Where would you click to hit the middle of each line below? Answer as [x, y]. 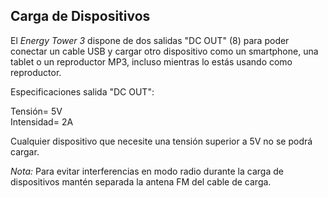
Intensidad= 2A [42, 121]
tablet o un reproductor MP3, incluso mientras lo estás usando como [151, 61]
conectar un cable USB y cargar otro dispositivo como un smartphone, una [164, 51]
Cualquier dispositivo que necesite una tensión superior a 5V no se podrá [161, 141]
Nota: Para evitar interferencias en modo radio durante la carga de [147, 171]
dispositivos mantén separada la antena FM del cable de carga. [141, 181]
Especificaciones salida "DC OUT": [82, 91]
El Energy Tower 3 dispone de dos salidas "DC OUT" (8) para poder [150, 40]
